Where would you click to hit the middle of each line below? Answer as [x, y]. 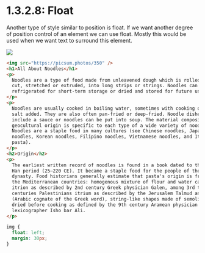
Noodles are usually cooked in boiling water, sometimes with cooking [103, 108]
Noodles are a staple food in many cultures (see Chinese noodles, [99, 131]
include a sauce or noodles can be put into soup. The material [95, 119]
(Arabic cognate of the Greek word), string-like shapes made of [97, 199]
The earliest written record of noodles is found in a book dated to [102, 165]
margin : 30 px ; [30, 238]
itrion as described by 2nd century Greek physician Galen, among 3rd [103, 188]
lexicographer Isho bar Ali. [49, 210]
